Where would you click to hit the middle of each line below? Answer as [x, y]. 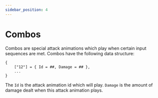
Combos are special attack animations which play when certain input [76, 48]
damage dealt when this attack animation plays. [54, 90]
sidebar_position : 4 [27, 10]
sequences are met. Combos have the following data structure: [70, 53]
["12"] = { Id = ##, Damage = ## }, [52, 67]
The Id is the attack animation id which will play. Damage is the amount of [79, 85]
